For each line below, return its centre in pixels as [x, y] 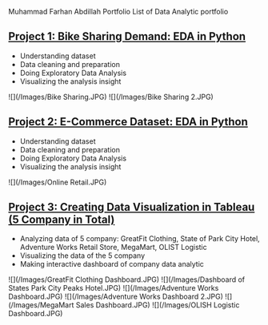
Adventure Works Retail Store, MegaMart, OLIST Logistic [114, 248]
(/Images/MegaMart [41, 305]
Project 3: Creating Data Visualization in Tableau [132, 207]
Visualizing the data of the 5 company [82, 256]
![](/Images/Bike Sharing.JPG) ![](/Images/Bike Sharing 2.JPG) [111, 97]
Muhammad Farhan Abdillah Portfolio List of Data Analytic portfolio [118, 12]
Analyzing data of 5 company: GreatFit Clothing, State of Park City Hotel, [140, 239]
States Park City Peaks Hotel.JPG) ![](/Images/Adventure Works [114, 288]
